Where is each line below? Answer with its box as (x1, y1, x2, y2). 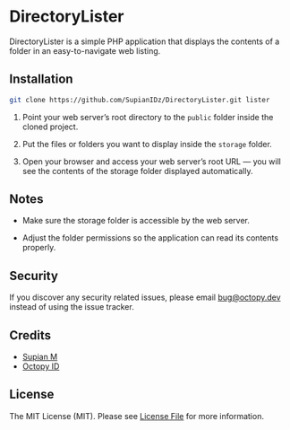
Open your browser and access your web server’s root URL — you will (21, 155, 282, 167)
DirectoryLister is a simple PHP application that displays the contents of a (9, 36, 280, 47)
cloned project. (21, 121, 79, 132)
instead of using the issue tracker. (9, 302, 134, 312)
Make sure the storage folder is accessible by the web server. (21, 215, 251, 226)
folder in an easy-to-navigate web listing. (9, 45, 161, 56)
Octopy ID (21, 361, 60, 372)
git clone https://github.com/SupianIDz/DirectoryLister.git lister (9, 95, 270, 104)
